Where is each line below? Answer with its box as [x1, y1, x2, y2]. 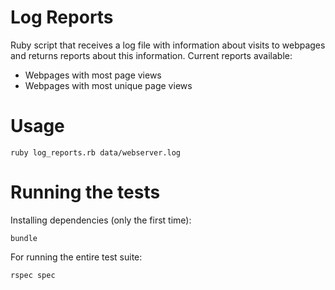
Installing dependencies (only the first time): [10, 214, 192, 226]
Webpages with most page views [24, 69, 162, 81]
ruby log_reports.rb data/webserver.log [10, 147, 182, 158]
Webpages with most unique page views [24, 79, 193, 91]
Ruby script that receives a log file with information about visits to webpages [10, 39, 326, 51]
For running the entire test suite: [10, 251, 143, 263]
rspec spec [10, 270, 56, 280]
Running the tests [10, 181, 161, 204]
